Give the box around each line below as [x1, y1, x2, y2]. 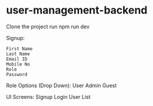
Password [6, 71, 28, 77]
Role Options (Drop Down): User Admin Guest [6, 82, 117, 89]
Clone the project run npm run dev [6, 23, 90, 30]
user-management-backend [6, 4, 148, 17]
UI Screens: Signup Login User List [6, 93, 91, 100]
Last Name [6, 51, 31, 57]
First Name [6, 45, 33, 52]
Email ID [6, 56, 28, 62]
